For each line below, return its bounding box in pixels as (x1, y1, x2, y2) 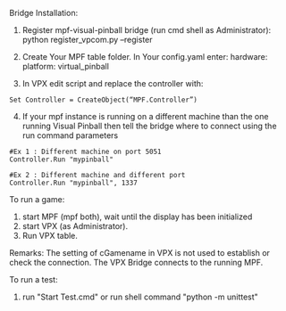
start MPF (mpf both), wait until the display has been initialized (21, 211, 253, 222)
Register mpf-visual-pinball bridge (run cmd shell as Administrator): (21, 25, 272, 35)
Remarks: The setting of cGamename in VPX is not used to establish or (9, 248, 271, 258)
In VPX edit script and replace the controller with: (21, 78, 204, 88)
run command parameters (21, 130, 119, 141)
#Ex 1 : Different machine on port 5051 (9, 147, 163, 156)
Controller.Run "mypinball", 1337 (9, 178, 139, 187)
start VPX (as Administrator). (21, 221, 128, 231)
